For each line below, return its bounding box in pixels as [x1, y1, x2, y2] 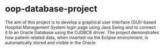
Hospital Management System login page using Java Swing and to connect [5, 24, 156, 30]
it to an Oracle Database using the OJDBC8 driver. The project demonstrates [5, 29, 159, 35]
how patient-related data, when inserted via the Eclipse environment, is [5, 35, 148, 40]
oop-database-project [5, 3, 98, 14]
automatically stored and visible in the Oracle [5, 39, 96, 45]
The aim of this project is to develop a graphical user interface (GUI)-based [5, 19, 156, 25]
